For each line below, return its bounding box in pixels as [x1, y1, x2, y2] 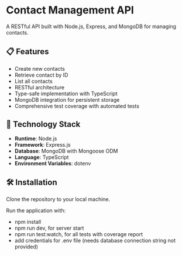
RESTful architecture [14, 84, 65, 91]
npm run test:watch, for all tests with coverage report [14, 231, 143, 238]
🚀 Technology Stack [6, 119, 81, 129]
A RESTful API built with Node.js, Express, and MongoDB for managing [6, 23, 177, 30]
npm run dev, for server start [14, 224, 84, 231]
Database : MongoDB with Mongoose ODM [14, 147, 118, 154]
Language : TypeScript [14, 153, 69, 161]
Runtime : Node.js [14, 135, 57, 142]
